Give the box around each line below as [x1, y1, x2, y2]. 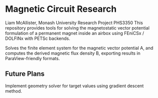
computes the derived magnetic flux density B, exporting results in [5, 50, 141, 56]
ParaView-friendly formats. [5, 55, 60, 61]
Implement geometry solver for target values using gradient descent [5, 83, 144, 89]
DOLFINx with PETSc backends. [5, 35, 71, 41]
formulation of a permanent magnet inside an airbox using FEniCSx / [5, 30, 144, 36]
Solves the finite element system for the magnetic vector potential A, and [5, 45, 154, 51]
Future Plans [5, 70, 45, 78]
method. [5, 88, 22, 94]
